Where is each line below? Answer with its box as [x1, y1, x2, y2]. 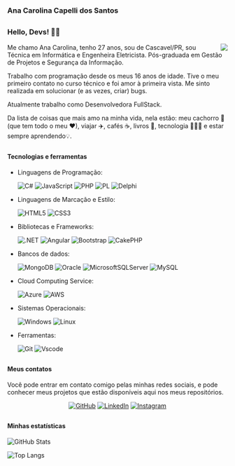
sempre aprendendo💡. [7, 132, 72, 140]
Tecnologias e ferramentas [7, 153, 87, 161]
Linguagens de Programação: [17, 167, 103, 177]
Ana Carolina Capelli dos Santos [7, 6, 119, 15]
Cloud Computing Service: [17, 276, 94, 285]
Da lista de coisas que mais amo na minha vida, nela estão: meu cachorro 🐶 [7, 114, 225, 122]
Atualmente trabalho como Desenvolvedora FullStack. [7, 100, 162, 109]
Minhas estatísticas [7, 422, 66, 430]
